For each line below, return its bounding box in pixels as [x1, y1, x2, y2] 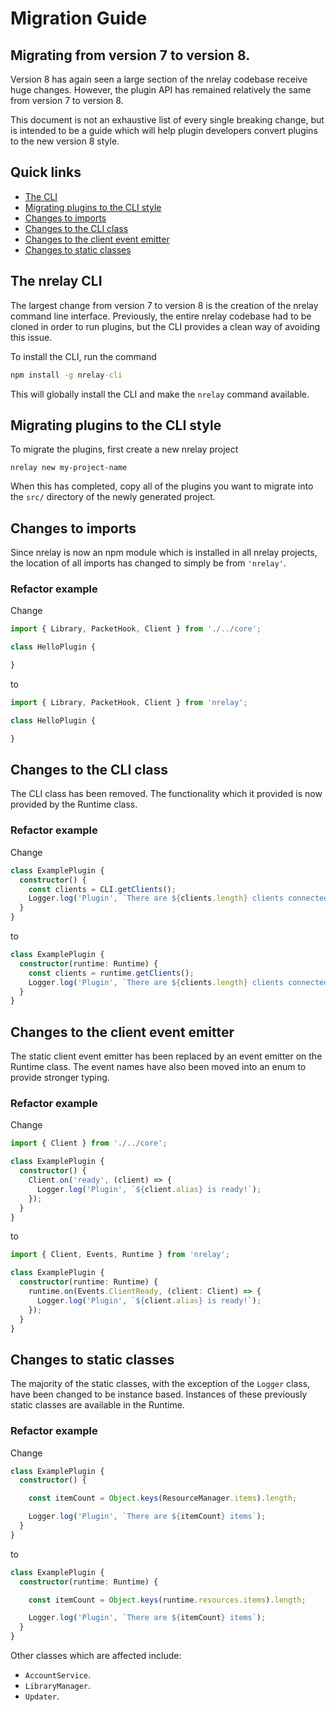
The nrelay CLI [10, 273, 103, 290]
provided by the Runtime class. [10, 798, 138, 811]
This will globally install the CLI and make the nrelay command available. [10, 388, 310, 400]
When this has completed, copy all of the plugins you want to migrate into [10, 480, 314, 492]
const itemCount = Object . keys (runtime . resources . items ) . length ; [28, 1595, 307, 1605]
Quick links [10, 164, 82, 181]
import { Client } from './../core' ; [10, 1138, 168, 1149]
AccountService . [24, 1669, 92, 1681]
